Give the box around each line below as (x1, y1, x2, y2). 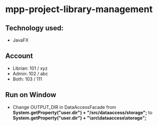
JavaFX (12, 37, 29, 43)
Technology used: (5, 24, 64, 32)
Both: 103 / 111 (12, 76, 42, 82)
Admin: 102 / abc (12, 70, 48, 76)
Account (5, 52, 33, 60)
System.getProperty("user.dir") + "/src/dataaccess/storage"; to (12, 109, 152, 115)
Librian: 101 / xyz (12, 65, 48, 71)
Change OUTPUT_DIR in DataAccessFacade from (12, 104, 116, 110)
